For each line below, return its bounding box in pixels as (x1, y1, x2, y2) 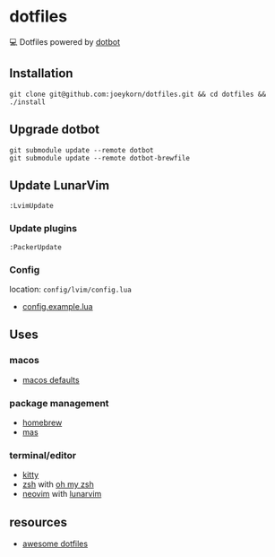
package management (9, 396, 109, 409)
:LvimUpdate (9, 202, 54, 211)
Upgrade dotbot (9, 122, 100, 137)
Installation (9, 65, 73, 82)
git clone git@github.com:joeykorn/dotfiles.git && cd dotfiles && (9, 90, 267, 99)
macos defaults (21, 374, 80, 385)
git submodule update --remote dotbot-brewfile (9, 153, 191, 162)
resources (9, 514, 67, 530)
